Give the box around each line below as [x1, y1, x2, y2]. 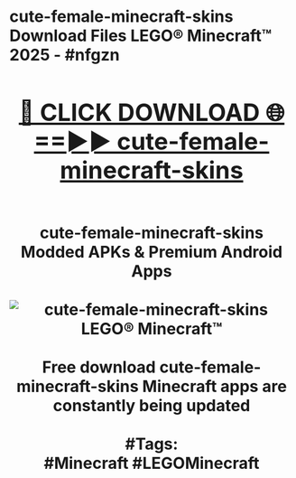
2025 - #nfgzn [9, 45, 120, 65]
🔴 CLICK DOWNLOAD [18, 97, 260, 127]
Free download [42, 357, 156, 377]
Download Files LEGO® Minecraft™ [9, 25, 273, 46]
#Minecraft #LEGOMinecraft [43, 453, 260, 473]
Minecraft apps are [142, 376, 287, 397]
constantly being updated [52, 395, 251, 416]
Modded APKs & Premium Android [21, 241, 282, 262]
